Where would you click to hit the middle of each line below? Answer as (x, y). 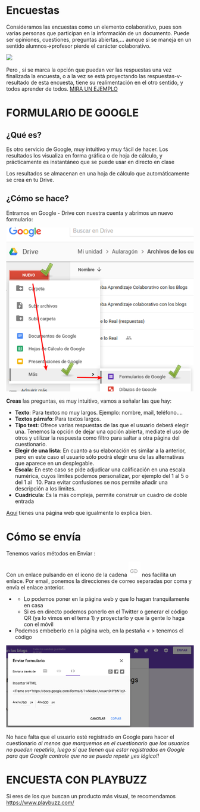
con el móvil (38, 625)
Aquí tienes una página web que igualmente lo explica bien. (79, 513)
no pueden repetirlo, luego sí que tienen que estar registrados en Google (96, 749)
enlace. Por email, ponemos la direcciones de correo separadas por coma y (99, 581)
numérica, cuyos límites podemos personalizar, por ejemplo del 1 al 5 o (101, 476)
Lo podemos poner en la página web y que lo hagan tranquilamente (107, 599)
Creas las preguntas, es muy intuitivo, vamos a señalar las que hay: (89, 401)
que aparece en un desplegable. (54, 464)
